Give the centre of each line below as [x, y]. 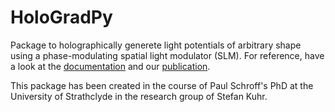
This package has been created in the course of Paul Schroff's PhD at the [162, 85]
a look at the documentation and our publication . [110, 66]
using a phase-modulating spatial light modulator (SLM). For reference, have [167, 55]
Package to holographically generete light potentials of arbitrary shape [156, 45]
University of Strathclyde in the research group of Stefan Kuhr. [139, 96]
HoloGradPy [61, 17]
